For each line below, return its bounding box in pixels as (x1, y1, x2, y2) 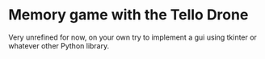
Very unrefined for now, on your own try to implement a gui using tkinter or (8, 32, 257, 42)
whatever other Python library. (8, 40, 110, 50)
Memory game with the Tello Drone (8, 6, 249, 24)
